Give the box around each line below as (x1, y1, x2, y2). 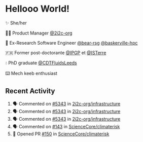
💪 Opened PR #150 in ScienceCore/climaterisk (12, 130, 110, 137)
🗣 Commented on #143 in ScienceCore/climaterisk (12, 123, 120, 129)
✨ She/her (5, 20, 27, 26)
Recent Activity (5, 87, 55, 95)
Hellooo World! (5, 3, 70, 15)
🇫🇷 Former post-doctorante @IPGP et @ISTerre (5, 49, 106, 56)
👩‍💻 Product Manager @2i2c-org (5, 30, 73, 36)
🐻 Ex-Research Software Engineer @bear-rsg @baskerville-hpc (5, 40, 138, 46)
